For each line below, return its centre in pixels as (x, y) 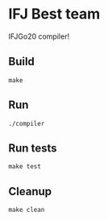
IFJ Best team (54, 14)
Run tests (33, 148)
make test (25, 167)
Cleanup (30, 191)
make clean (27, 210)
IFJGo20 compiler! (39, 36)
